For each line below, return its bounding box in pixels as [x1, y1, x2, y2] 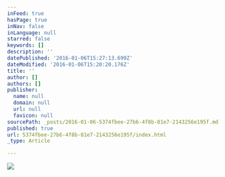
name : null [13, 93, 44, 100]
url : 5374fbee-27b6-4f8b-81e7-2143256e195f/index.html [7, 131, 167, 138]
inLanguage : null [7, 29, 57, 36]
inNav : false [7, 23, 44, 29]
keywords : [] [7, 42, 44, 49]
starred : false [7, 36, 51, 43]
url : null [13, 106, 41, 113]
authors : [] [7, 80, 41, 87]
